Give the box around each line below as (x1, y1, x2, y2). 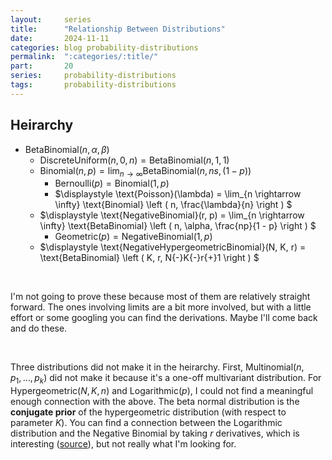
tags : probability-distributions (10, 80, 177, 90)
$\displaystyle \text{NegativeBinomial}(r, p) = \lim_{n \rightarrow (39, 209, 305, 221)
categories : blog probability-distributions (10, 42, 199, 53)
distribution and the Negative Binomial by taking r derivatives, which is (10, 427, 300, 440)
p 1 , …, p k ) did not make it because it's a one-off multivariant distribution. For (10, 372, 322, 386)
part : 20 (10, 61, 74, 71)
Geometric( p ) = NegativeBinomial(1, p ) (54, 231, 213, 243)
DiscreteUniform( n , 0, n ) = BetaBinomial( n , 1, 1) (39, 154, 230, 166)
